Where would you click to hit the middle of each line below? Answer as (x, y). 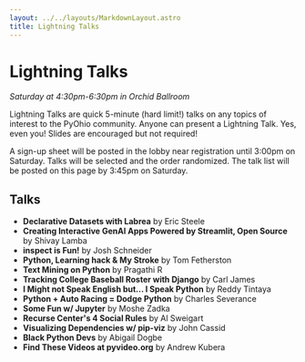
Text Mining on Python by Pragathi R (92, 270)
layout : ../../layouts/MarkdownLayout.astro (95, 18)
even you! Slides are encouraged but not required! (104, 134)
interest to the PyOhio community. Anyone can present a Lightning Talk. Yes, (153, 124)
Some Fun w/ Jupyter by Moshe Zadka (96, 309)
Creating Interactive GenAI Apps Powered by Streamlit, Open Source (155, 231)
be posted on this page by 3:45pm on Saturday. (99, 171)
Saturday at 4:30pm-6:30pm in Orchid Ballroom (100, 97)
